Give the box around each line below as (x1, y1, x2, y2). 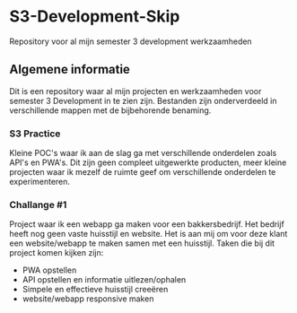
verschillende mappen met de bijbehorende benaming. (9, 105, 212, 116)
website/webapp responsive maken (22, 293, 154, 304)
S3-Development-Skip (9, 6, 180, 27)
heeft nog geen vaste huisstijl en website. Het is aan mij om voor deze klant (9, 229, 288, 239)
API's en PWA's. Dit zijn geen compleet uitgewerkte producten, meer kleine (9, 157, 287, 168)
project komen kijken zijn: (9, 248, 104, 258)
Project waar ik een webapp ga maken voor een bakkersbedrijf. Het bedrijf (9, 219, 284, 230)
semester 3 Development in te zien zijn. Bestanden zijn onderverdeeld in (9, 95, 277, 106)
